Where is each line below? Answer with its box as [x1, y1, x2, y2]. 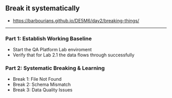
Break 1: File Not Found [12, 76, 62, 82]
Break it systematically [5, 4, 80, 13]
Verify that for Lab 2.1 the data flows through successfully [12, 52, 135, 58]
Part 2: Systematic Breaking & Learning [5, 64, 105, 72]
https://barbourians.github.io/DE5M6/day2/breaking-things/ [12, 17, 140, 23]
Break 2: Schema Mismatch [12, 81, 71, 88]
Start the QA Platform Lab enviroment [12, 47, 92, 53]
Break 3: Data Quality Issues [12, 87, 73, 93]
